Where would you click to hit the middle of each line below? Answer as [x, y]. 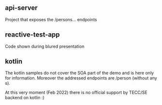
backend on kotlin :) [25, 98]
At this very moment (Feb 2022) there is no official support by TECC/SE [76, 92]
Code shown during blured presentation [45, 46]
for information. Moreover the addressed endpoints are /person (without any [81, 78]
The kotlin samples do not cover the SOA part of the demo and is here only [79, 73]
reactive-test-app [32, 35]
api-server [21, 8]
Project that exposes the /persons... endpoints [51, 19]
